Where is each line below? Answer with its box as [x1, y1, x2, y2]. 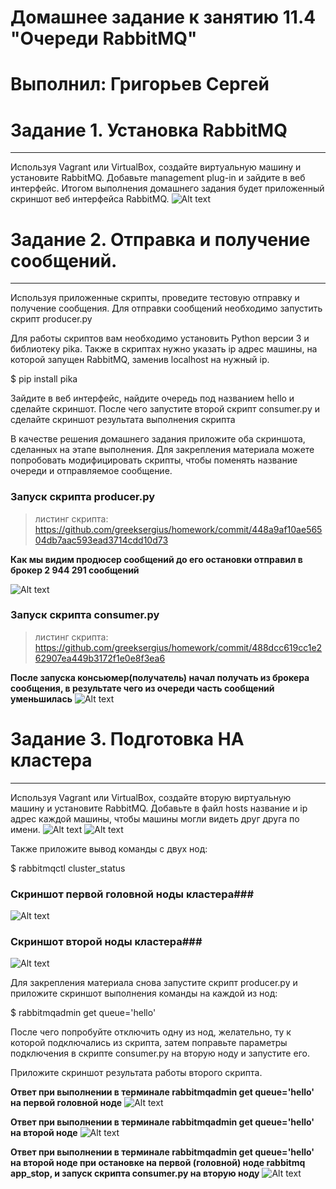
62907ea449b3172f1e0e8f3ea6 [34, 652, 166, 664]
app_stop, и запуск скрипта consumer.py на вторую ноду [10, 1167, 260, 1180]
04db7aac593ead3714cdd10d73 [34, 534, 169, 546]
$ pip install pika [10, 373, 78, 385]
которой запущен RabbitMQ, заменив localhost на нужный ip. [10, 354, 270, 366]
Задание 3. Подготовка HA [10, 728, 245, 751]
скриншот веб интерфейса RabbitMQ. [10, 193, 170, 205]
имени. [10, 823, 41, 835]
